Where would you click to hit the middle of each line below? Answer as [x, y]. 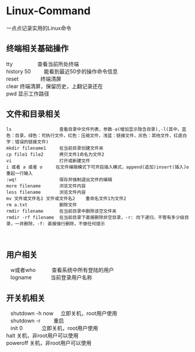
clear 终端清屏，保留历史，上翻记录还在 [55, 86]
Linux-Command [48, 11]
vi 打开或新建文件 [48, 161]
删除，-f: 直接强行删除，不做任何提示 [64, 223]
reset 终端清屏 [34, 79]
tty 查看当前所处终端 [43, 64]
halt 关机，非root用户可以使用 [42, 335]
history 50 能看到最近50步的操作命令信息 [62, 71]
